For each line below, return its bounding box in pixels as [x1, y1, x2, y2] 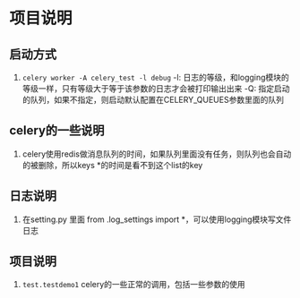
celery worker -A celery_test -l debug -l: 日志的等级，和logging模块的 [21, 72, 289, 82]
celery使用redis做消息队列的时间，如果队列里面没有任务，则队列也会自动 [21, 149, 292, 159]
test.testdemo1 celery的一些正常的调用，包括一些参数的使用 [21, 279, 246, 290]
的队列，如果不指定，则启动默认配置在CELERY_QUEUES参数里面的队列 [21, 95, 285, 105]
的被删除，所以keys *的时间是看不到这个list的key [21, 159, 203, 170]
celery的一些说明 [9, 123, 105, 139]
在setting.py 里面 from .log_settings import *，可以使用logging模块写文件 [21, 214, 292, 225]
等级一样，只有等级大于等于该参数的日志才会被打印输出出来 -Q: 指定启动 [21, 83, 290, 94]
